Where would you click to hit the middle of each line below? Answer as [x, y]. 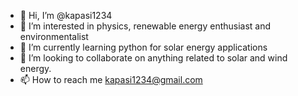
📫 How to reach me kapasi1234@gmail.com [111, 79]
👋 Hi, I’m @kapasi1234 [66, 15]
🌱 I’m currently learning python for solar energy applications [143, 47]
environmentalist [54, 36]
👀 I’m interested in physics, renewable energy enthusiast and [145, 26]
